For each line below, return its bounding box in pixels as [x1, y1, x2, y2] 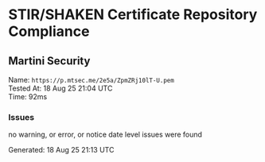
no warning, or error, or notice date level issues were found [8, 129, 203, 140]
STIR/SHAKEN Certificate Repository [8, 6, 258, 24]
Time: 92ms [8, 92, 48, 101]
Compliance [8, 22, 90, 40]
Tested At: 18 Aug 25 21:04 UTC [8, 83, 113, 93]
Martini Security [8, 54, 91, 67]
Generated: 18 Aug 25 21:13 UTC [8, 145, 115, 155]
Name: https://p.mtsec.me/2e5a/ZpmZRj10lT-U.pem [8, 75, 175, 84]
